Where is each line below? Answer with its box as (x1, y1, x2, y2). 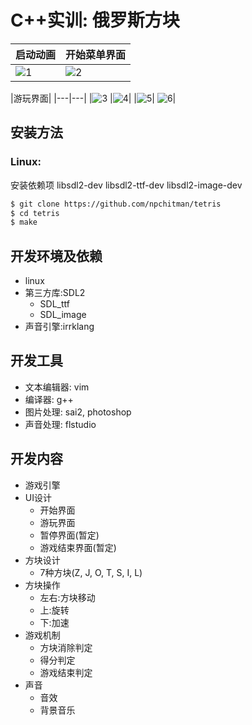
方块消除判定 (39, 641, 93, 653)
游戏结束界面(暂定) (39, 541, 117, 553)
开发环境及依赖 (10, 247, 103, 265)
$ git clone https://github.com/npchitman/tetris (10, 199, 222, 209)
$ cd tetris (10, 208, 60, 218)
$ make (10, 217, 38, 228)
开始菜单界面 (65, 47, 127, 61)
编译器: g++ (24, 393, 74, 405)
